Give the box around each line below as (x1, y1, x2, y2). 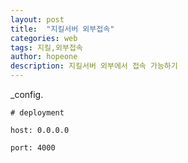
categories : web (10, 33, 78, 43)
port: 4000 (10, 143, 56, 153)
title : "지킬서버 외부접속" (10, 24, 115, 34)
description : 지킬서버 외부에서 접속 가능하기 (10, 61, 178, 71)
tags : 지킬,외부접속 (10, 42, 83, 53)
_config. (10, 89, 44, 100)
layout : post (10, 14, 65, 25)
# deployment (10, 108, 65, 118)
